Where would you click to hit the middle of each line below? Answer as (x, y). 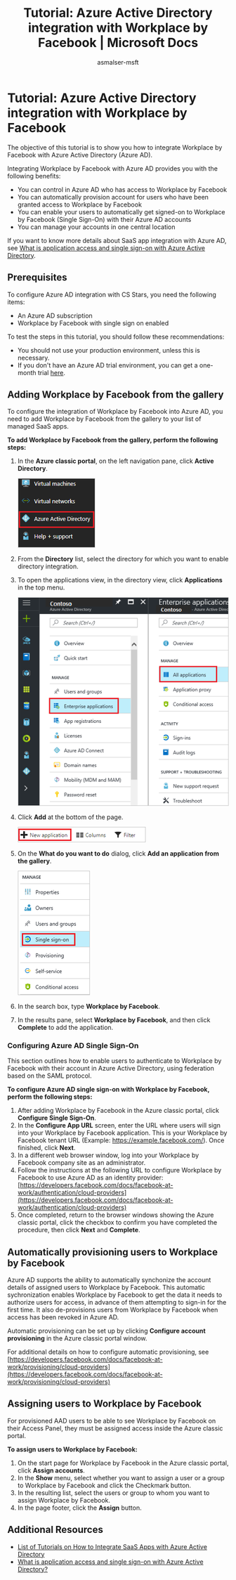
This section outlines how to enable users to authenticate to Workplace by (114, 1061)
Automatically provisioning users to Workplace (112, 1252)
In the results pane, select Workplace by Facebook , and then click (114, 1019)
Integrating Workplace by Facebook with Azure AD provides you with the (112, 168)
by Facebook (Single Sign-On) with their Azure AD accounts (104, 219)
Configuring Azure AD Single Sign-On (73, 1045)
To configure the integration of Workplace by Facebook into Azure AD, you (115, 412)
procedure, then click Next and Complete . (79, 1230)
